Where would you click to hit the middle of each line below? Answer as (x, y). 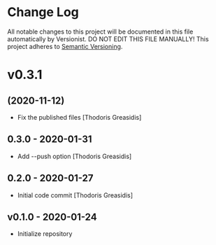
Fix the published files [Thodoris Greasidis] (79, 117)
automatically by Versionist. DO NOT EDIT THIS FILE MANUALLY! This (108, 38)
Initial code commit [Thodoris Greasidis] (75, 195)
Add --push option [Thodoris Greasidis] (74, 156)
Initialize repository (45, 234)
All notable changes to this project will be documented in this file (100, 31)
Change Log (43, 12)
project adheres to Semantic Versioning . (65, 46)
